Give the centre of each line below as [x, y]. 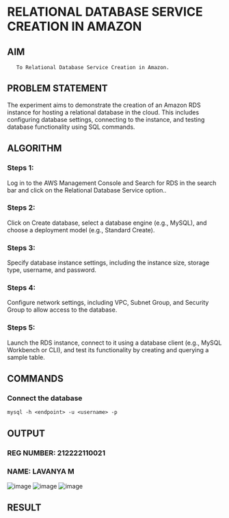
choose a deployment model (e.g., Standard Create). [81, 230]
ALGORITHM [35, 148]
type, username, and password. [52, 270]
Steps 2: [21, 208]
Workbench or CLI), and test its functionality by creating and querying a [108, 349]
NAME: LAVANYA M [41, 471]
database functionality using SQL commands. [71, 127]
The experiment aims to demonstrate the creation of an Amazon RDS [104, 105]
